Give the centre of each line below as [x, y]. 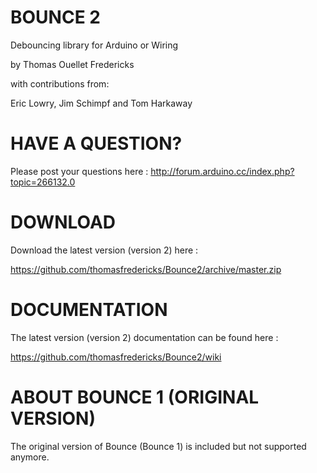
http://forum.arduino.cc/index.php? [222, 171]
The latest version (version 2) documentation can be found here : [144, 337]
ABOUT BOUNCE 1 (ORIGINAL [135, 397]
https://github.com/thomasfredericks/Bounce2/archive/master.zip [146, 269]
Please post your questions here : [79, 171]
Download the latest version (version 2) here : [104, 250]
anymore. [30, 457]
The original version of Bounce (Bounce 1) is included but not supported [158, 446]
